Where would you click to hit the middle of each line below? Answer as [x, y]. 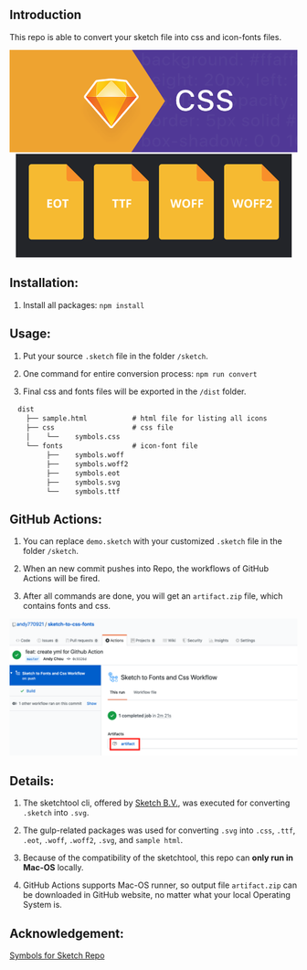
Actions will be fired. [61, 579]
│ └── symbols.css [73, 437]
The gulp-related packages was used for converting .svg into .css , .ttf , [159, 830]
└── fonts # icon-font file [112, 446]
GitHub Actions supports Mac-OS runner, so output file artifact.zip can [160, 885]
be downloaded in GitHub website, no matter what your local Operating [156, 895]
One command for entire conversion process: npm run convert [140, 373]
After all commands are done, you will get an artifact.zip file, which [153, 596]
